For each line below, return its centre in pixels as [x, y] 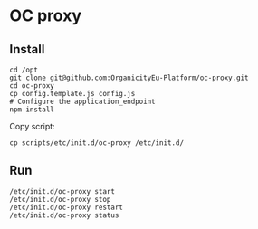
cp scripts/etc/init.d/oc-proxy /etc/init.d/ [96, 143]
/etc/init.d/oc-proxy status [64, 215]
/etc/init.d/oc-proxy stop [60, 199]
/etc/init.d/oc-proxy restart [67, 207]
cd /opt [24, 70]
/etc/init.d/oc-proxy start [62, 191]
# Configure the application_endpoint [82, 101]
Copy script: [33, 126]
